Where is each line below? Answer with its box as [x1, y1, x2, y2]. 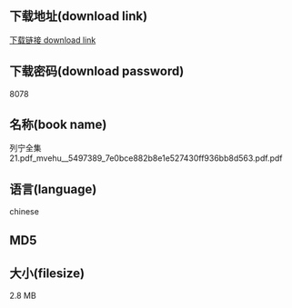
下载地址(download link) [9, 8, 148, 25]
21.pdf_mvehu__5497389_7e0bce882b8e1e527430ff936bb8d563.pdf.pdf [9, 153, 283, 164]
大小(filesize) [9, 266, 85, 282]
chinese [9, 206, 39, 217]
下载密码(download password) [9, 64, 185, 79]
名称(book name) [9, 117, 107, 133]
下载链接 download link [9, 35, 96, 45]
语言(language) [9, 181, 97, 197]
